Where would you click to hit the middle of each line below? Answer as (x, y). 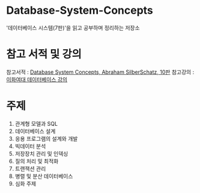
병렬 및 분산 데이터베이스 (44, 176)
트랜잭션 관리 (30, 168)
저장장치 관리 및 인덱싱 (41, 153)
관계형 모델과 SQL (36, 123)
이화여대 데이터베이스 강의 (37, 79)
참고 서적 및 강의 (44, 54)
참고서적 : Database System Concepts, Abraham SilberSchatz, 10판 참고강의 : (100, 72)
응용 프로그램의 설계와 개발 (46, 138)
